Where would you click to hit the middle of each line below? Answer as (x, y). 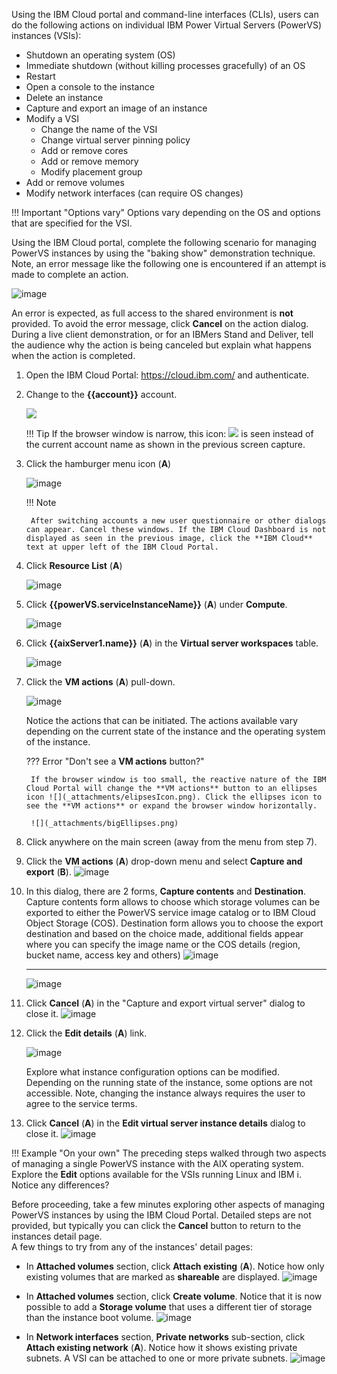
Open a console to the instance (90, 87)
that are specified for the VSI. (72, 223)
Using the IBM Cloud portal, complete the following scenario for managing (164, 242)
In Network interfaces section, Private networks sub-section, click (165, 1337)
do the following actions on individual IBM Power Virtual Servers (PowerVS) (167, 25)
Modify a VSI (52, 118)
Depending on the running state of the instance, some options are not (169, 1082)
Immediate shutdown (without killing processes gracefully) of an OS (165, 65)
